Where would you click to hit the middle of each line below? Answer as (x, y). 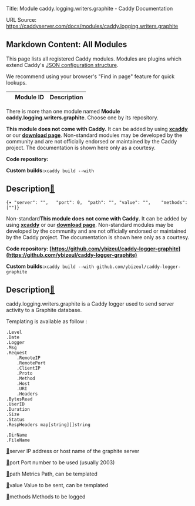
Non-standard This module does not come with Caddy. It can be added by (97, 218)
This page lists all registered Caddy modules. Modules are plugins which (94, 59)
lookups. (17, 82)
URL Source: (21, 20)
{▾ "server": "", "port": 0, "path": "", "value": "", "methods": (97, 202)
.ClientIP (29, 368)
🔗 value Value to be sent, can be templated (57, 485)
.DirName (17, 435)
